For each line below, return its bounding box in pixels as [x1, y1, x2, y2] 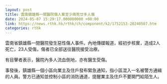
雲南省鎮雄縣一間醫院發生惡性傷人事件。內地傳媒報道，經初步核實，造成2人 [5, 40, 161, 46]
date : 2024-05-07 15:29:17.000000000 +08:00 [5, 16, 99, 21]
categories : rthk [5, 26, 41, 31]
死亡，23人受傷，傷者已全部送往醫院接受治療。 [5, 46, 102, 52]
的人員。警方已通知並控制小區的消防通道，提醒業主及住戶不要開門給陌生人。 [5, 74, 162, 80]
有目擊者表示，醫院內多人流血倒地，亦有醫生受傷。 [5, 57, 110, 63]
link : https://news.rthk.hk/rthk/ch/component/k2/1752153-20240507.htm [5, 21, 157, 26]
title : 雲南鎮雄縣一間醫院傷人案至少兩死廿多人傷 [5, 12, 95, 17]
